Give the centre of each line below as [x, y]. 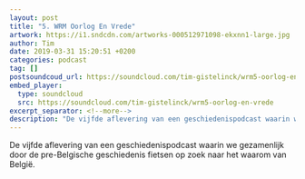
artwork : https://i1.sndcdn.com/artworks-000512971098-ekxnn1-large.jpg [150, 35]
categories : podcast [49, 60]
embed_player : [36, 85]
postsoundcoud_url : [46, 77]
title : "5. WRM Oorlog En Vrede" [73, 26]
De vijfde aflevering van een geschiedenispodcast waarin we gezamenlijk [147, 145]
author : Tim [32, 43]
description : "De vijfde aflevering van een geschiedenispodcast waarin [150, 119]
